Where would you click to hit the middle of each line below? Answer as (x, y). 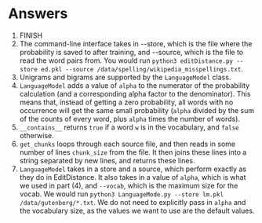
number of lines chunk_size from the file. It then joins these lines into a (133, 152)
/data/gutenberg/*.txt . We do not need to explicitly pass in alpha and (133, 202)
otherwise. (37, 135)
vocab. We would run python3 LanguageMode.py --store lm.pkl (122, 194)
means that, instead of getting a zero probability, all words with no (126, 102)
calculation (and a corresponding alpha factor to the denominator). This (135, 93)
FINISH (31, 35)
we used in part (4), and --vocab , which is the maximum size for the (129, 185)
